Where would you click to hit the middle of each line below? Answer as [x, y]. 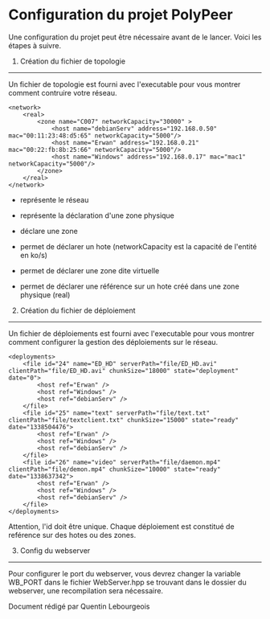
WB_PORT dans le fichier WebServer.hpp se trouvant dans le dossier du [127, 582]
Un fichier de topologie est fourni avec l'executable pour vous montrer [125, 84]
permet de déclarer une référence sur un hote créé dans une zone [129, 286]
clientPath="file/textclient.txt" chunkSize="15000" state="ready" [124, 420]
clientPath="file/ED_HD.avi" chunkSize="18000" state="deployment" [124, 371]
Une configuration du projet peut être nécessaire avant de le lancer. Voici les [135, 37]
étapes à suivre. [35, 45]
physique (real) [45, 294]
